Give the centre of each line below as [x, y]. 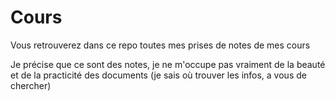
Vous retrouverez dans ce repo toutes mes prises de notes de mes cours [160, 45]
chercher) [31, 85]
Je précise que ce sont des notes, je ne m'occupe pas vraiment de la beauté [168, 64]
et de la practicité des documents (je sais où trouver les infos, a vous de [158, 75]
